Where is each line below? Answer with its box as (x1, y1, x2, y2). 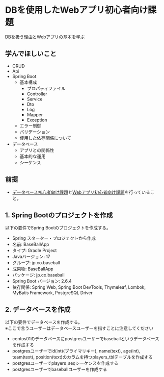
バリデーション (19, 128, 50, 135)
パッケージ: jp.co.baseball (12, 272, 65, 278)
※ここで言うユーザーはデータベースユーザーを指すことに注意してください (5, 326, 154, 331)
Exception (27, 117, 48, 123)
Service (27, 96, 43, 102)
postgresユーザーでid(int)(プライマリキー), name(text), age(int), (12, 348, 140, 354)
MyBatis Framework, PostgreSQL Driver (12, 290, 93, 296)
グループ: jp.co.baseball (12, 260, 60, 266)
